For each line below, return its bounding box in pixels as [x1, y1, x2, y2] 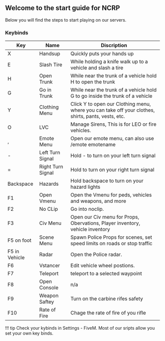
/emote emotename [70, 141, 116, 148]
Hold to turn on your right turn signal [70, 167, 155, 173]
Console [39, 284, 59, 291]
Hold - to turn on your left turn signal [70, 152, 156, 159]
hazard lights [70, 184, 101, 191]
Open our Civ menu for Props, [70, 214, 139, 221]
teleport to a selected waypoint [70, 270, 142, 277]
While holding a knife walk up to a [70, 58, 148, 65]
